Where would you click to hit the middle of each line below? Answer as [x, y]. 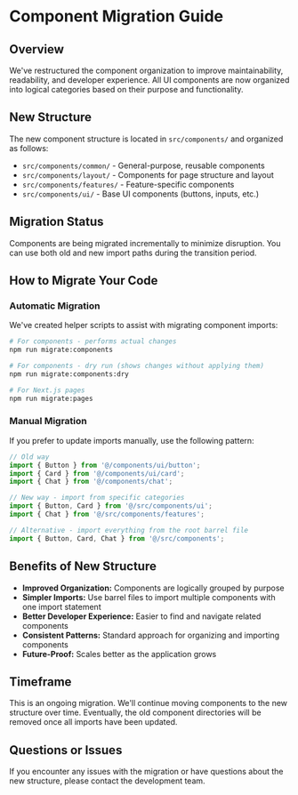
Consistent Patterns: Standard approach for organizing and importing [151, 635]
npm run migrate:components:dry [69, 374]
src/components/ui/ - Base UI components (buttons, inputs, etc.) [141, 194]
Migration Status [56, 222]
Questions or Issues [66, 750]
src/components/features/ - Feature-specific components [128, 184]
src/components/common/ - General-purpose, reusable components [143, 165]
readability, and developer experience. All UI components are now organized [149, 80]
